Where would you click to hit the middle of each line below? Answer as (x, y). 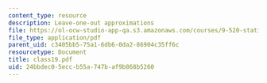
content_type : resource (48, 15)
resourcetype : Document (48, 52)
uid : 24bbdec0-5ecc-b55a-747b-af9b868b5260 (81, 67)
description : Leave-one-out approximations (81, 23)
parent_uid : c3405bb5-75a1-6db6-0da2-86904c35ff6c (94, 45)
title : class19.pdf (41, 60)
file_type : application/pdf (55, 38)
